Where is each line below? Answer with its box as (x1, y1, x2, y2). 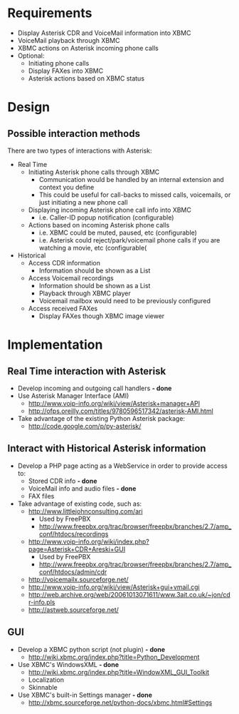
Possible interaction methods (7, 127, 141, 140)
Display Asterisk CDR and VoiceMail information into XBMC (17, 29, 191, 37)
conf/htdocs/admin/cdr (38, 567, 107, 576)
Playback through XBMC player (38, 289, 132, 297)
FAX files (28, 491, 55, 500)
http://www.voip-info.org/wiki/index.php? (28, 537, 149, 546)
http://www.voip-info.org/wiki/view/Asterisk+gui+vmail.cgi (28, 583, 201, 591)
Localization (28, 675, 64, 684)
